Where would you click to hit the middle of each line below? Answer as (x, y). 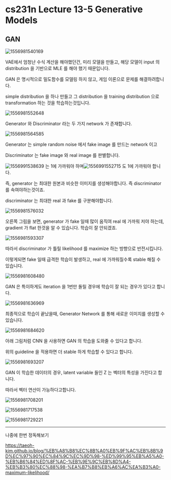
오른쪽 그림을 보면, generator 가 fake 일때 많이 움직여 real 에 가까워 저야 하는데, (85, 221)
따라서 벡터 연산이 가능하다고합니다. (41, 390)
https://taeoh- (20, 445)
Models (21, 20)
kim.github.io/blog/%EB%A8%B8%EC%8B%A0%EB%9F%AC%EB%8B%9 (84, 451)
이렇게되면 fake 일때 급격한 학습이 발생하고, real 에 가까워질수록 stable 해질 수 (83, 259)
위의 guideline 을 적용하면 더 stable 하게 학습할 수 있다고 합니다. (69, 352)
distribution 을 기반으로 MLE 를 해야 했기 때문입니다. (58, 68)
